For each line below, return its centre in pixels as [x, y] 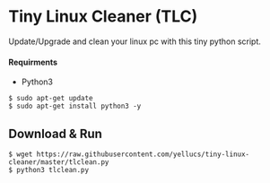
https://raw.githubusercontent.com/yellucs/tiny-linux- [143, 154]
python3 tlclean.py [53, 170]
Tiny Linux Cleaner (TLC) [103, 17]
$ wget [21, 154]
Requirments [33, 62]
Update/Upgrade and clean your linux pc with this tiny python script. [135, 41]
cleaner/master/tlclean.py [59, 162]
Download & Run [55, 133]
